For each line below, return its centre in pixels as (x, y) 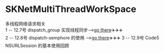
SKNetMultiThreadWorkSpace (71, 9)
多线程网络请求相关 (25, 23)
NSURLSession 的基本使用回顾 (37, 45)
